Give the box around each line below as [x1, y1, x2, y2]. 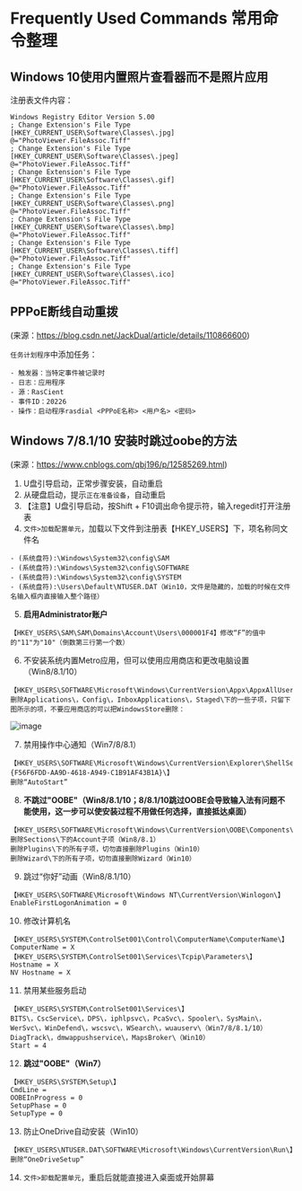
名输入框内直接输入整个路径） [10, 592, 104, 601]
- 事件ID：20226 [10, 397, 67, 406]
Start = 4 [10, 1041, 47, 1050]
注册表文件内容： [10, 95, 73, 105]
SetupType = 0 [10, 1108, 64, 1118]
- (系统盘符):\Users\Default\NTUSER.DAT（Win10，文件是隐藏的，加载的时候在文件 [10, 582, 291, 591]
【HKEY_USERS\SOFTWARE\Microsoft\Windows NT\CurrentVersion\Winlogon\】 [10, 890, 285, 899]
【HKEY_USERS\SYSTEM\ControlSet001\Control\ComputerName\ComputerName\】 [10, 935, 289, 944]
